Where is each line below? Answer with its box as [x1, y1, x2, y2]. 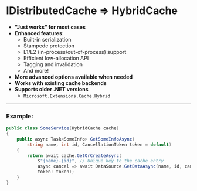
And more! [23, 67, 49, 74]
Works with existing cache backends [14, 79, 107, 86]
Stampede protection [23, 42, 75, 49]
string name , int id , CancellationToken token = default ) [27, 142, 172, 148]
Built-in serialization [23, 36, 72, 43]
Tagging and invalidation [23, 60, 83, 68]
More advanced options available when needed [14, 73, 133, 80]
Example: [6, 112, 33, 120]
